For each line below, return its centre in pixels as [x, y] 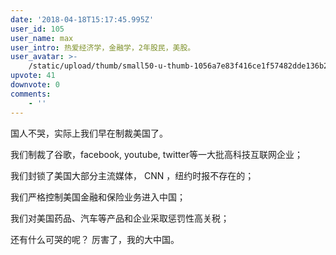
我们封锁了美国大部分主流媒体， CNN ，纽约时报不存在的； [132, 175]
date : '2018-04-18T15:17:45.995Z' [82, 19]
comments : [31, 94]
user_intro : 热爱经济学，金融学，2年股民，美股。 [103, 47]
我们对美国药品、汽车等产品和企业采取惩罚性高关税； [120, 218]
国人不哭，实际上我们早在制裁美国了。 [89, 133]
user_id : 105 [37, 29]
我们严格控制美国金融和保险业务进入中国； [98, 197]
